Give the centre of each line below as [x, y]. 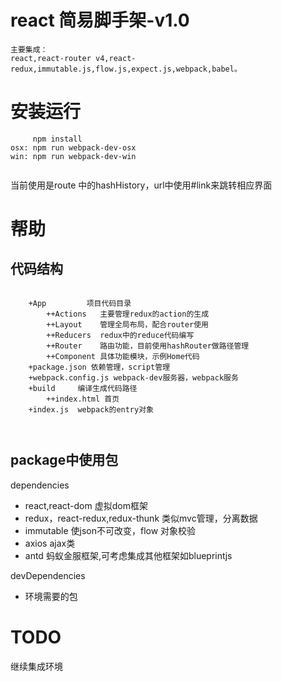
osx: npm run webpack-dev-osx [73, 147]
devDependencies [48, 575]
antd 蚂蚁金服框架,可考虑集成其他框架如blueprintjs [128, 555]
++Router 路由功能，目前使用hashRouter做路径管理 [148, 346]
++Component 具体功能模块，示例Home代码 [123, 356]
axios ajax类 [50, 543]
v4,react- [116, 58]
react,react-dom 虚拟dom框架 [86, 505]
